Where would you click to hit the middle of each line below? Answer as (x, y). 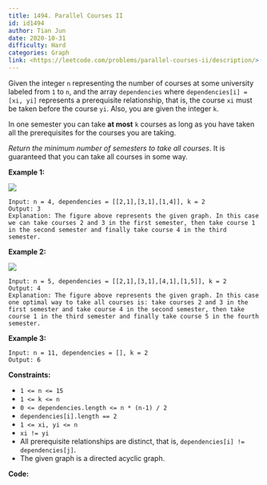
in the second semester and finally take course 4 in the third (118, 230)
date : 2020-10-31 (37, 38)
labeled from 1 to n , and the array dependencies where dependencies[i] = (128, 91)
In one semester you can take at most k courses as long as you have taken (132, 124)
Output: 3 (25, 209)
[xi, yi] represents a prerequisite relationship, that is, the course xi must (130, 100)
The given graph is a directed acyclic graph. (92, 458)
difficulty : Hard (37, 46)
